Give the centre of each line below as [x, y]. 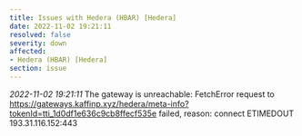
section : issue [38, 69]
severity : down [38, 43]
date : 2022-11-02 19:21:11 [60, 26]
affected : [28, 52]
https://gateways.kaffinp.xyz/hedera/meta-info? [99, 103]
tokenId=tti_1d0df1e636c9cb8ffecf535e [83, 113]
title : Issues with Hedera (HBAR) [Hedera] [93, 18]
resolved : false [40, 34]
